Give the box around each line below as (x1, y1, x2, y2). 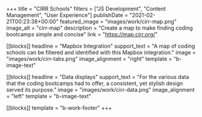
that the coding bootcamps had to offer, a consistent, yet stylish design (6, 80, 183, 87)
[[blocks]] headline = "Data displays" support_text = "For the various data (6, 74, 189, 80)
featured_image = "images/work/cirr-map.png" (60, 18, 177, 25)
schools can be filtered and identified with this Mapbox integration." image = (6, 49, 196, 56)
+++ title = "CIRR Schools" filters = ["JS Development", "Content (6, 5, 166, 12)
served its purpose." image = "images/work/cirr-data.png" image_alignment (6, 86, 195, 93)
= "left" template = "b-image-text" (6, 93, 92, 100)
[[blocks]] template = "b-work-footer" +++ (6, 104, 113, 111)
